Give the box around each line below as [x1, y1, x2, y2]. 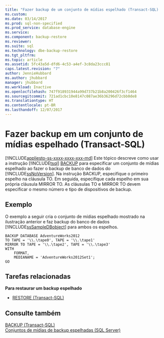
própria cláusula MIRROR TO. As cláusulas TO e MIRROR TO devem [5, 181, 141, 187]
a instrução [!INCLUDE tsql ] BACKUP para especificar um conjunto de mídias [5, 160, 159, 166]
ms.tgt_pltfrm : [5, 52, 36, 58]
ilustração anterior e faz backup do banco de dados [5, 218, 110, 224]
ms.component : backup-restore [5, 35, 67, 40]
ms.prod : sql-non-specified [5, 21, 63, 26]
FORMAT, [14, 250, 29, 255]
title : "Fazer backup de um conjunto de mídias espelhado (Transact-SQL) [5, 7, 159, 12]
